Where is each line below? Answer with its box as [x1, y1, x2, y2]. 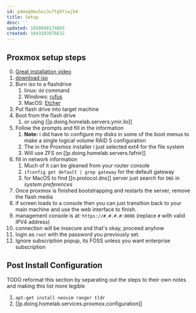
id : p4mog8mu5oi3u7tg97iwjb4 [6, 8, 78, 15]
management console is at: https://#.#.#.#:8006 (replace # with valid [15, 212, 185, 219]
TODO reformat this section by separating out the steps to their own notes [6, 276, 187, 283]
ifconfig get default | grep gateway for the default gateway [24, 168, 175, 175]
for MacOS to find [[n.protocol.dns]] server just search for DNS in [24, 174, 180, 182]
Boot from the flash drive [15, 111, 76, 118]
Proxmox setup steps [6, 52, 87, 62]
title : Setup [6, 14, 39, 20]
